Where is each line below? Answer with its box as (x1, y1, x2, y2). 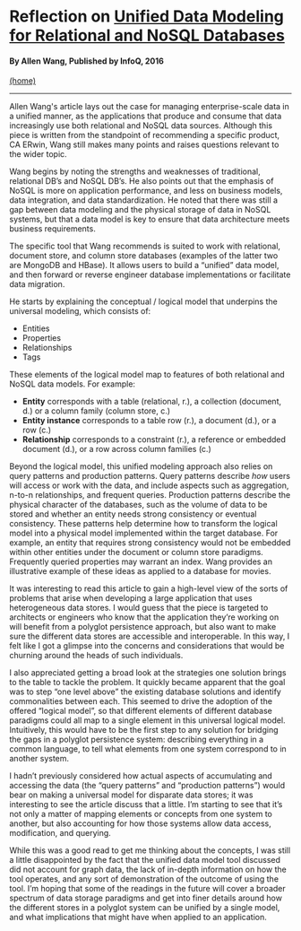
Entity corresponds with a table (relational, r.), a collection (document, (21, 396, 282, 407)
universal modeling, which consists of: (9, 306, 151, 317)
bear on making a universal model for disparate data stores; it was (9, 789, 254, 800)
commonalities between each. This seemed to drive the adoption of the (9, 696, 273, 707)
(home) (9, 75, 37, 86)
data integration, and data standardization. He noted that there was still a (9, 195, 279, 205)
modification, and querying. (9, 828, 112, 839)
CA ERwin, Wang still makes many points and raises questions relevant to (9, 139, 279, 150)
